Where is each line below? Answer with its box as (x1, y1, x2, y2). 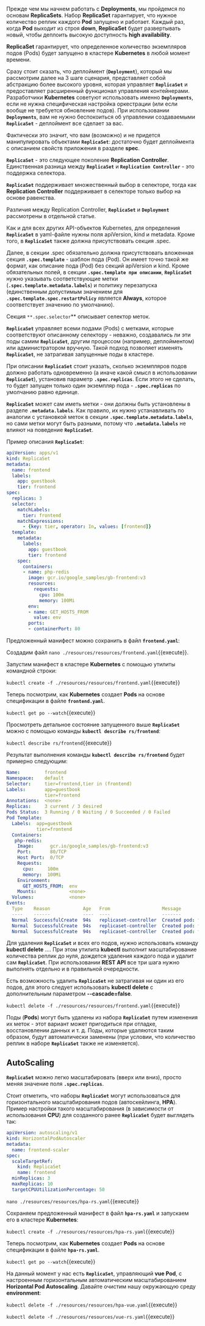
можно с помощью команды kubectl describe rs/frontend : (6, 727, 160, 735)
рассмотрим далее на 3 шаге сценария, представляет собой (6, 75, 166, 81)
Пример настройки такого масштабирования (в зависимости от (6, 1105, 174, 1112)
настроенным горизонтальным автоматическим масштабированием (6, 1276, 187, 1283)
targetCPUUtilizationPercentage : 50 (12, 1186, 105, 1193)
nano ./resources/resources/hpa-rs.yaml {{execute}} (6, 1197, 139, 1205)
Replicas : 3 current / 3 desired (6, 803, 103, 810)
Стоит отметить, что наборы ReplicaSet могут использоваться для (6, 1092, 181, 1099)
